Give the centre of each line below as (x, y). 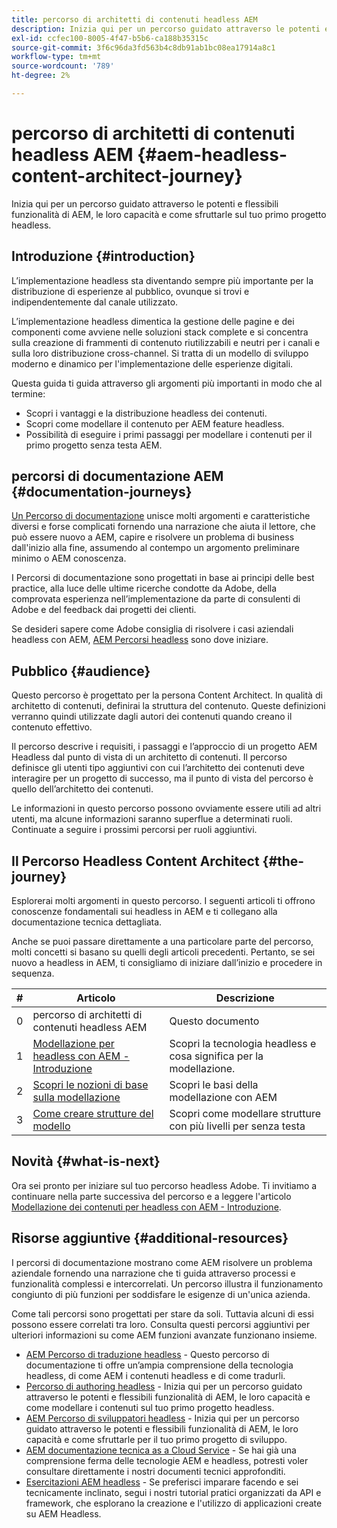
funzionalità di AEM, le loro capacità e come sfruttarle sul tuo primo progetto (169, 214)
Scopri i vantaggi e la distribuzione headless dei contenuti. (146, 413)
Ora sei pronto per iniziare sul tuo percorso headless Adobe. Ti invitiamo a (164, 1185)
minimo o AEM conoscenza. (69, 558)
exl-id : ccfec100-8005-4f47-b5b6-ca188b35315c (110, 38)
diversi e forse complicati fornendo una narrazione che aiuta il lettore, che (163, 527)
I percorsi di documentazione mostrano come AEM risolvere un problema (162, 1262)
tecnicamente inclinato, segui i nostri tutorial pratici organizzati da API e (173, 1492)
